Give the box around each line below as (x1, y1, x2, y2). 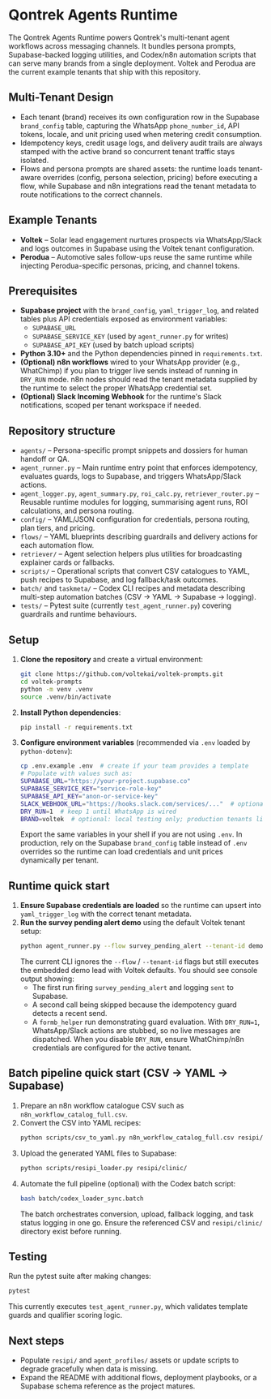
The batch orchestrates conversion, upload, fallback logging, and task (19, 1209, 254, 1219)
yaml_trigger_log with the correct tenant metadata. (19, 909, 192, 919)
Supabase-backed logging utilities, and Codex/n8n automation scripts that (8, 50, 256, 59)
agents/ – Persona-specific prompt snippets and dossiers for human (19, 446, 248, 455)
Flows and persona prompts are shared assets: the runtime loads (19, 164, 237, 174)
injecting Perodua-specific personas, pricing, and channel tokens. (19, 260, 240, 270)
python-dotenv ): (19, 747, 73, 756)
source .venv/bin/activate (19, 692, 112, 701)
